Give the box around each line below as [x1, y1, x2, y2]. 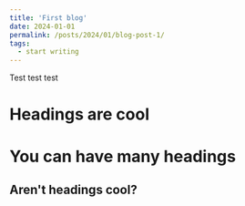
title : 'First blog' [9, 13, 88, 23]
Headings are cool [9, 104, 150, 125]
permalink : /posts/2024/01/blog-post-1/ [9, 30, 166, 39]
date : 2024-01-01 [9, 22, 76, 31]
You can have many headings [9, 146, 237, 167]
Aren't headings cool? [9, 181, 138, 197]
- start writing [17, 47, 79, 57]
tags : [9, 38, 30, 48]
